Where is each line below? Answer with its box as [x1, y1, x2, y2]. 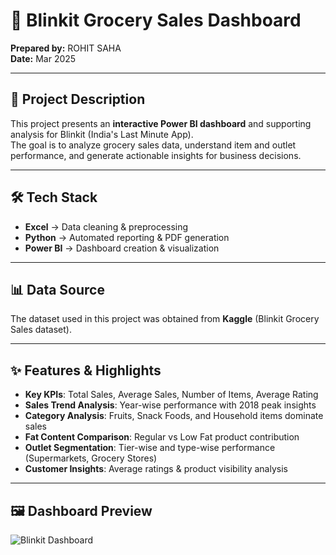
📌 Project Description [10, 91, 146, 108]
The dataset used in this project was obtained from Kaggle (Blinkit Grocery [10, 313, 320, 325]
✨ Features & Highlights [10, 362, 162, 379]
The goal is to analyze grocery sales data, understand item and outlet [10, 139, 297, 151]
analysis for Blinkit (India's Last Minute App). [10, 128, 194, 140]
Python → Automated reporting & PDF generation [24, 231, 230, 243]
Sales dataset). [10, 324, 72, 336]
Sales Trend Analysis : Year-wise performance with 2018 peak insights [24, 399, 317, 411]
